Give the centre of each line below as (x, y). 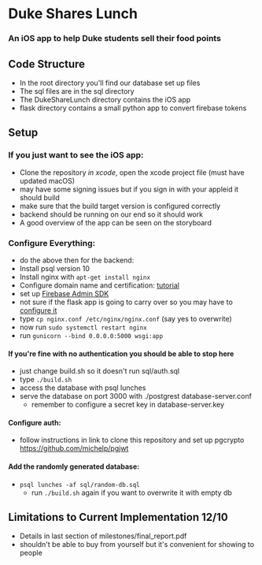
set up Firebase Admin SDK (64, 293)
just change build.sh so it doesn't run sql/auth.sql (99, 371)
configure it (38, 310)
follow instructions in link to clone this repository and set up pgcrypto (132, 440)
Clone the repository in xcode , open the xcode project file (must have (132, 172)
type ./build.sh (46, 380)
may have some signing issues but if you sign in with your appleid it (129, 189)
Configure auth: (35, 422)
